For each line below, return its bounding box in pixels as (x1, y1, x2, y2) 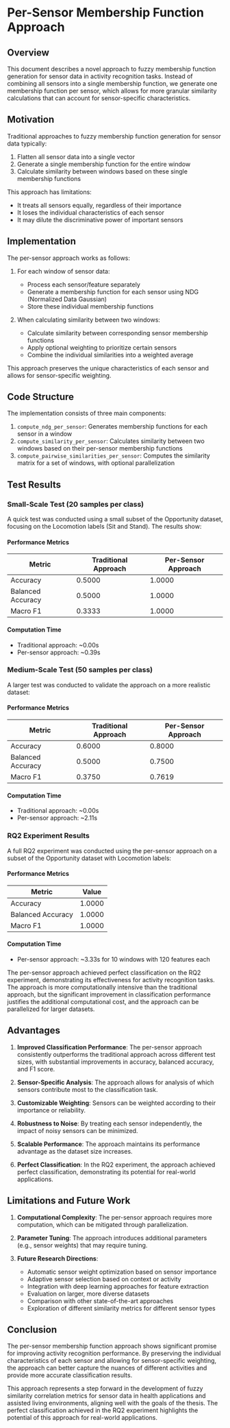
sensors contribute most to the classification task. (16, 1085, 158, 1093)
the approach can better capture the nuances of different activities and (7, 1364, 207, 1372)
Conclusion (7, 1324, 57, 1335)
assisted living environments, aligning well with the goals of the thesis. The (7, 1399, 218, 1407)
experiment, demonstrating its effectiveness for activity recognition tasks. (7, 975, 216, 984)
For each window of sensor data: (16, 267, 111, 275)
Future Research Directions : (16, 1254, 99, 1263)
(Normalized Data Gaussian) (27, 295, 107, 303)
